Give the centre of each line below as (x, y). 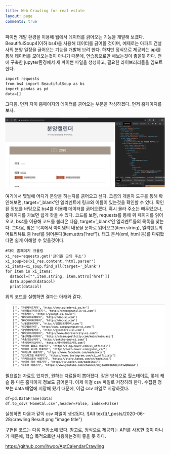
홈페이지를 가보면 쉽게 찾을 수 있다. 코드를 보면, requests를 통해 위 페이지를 (80, 215)
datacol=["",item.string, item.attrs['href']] (60, 276)
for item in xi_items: (29, 271)
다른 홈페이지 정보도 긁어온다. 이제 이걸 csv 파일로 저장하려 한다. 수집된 (86, 382)
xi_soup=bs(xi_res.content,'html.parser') (51, 261)
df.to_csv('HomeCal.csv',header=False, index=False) (62, 403)
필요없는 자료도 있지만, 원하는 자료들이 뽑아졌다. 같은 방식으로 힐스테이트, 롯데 (82, 376)
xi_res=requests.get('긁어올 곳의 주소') (46, 256)
